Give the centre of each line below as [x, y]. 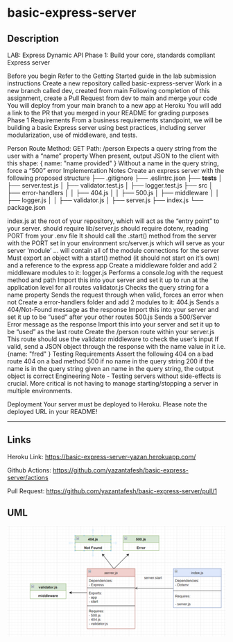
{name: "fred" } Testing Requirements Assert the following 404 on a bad [110, 354]
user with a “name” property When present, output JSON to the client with [113, 156]
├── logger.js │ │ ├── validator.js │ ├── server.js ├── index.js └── [105, 200]
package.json [27, 207]
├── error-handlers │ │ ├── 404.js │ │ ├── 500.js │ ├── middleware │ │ [113, 193]
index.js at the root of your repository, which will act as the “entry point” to [113, 221]
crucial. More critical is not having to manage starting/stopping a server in [113, 383]
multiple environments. [40, 391]
